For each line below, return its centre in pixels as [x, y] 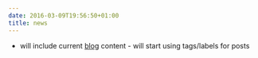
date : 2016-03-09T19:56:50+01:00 [64, 15]
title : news [28, 23]
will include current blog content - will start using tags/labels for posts [135, 45]
